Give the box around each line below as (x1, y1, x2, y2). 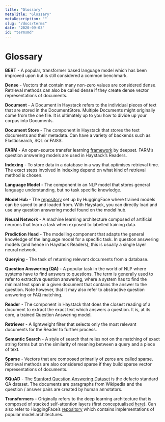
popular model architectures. (5, 411, 64, 417)
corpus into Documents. (5, 117, 54, 123)
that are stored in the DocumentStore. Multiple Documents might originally (5, 107, 156, 113)
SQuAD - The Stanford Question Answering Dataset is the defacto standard (5, 376, 158, 382)
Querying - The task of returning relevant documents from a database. (5, 256, 149, 262)
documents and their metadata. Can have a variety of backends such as (5, 132, 151, 138)
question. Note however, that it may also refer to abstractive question (5, 287, 145, 292)
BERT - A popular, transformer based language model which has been (5, 67, 147, 73)
